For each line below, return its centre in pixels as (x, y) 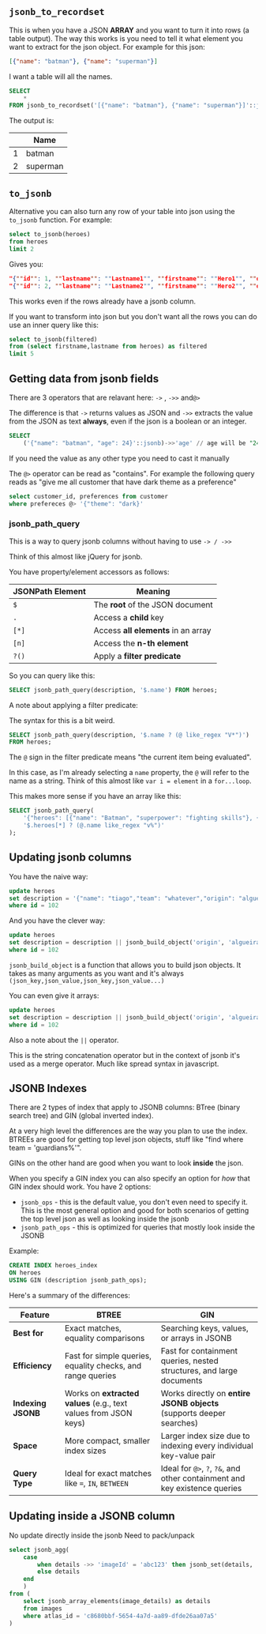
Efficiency (32, 1365)
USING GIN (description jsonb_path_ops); (78, 1280)
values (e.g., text (96, 1403)
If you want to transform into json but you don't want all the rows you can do (133, 316)
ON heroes (25, 1273)
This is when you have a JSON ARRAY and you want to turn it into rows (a (129, 30)
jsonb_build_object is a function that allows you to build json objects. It (125, 965)
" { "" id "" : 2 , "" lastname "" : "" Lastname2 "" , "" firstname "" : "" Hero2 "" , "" (133, 286)
